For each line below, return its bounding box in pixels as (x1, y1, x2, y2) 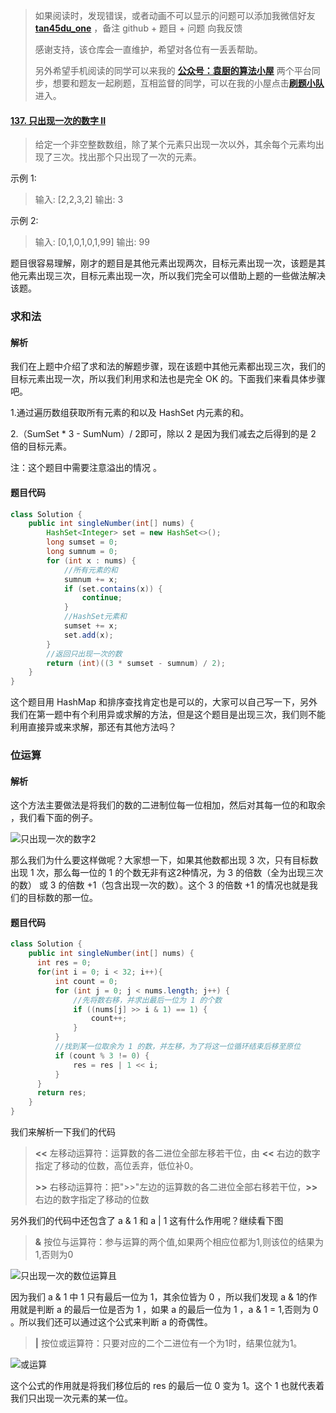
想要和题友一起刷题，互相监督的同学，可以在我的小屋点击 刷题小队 (52, 77, 325, 89)
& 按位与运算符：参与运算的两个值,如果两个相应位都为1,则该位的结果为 (34, 1236, 324, 1248)
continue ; (81, 593, 123, 603)
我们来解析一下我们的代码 (10, 1126, 116, 1138)
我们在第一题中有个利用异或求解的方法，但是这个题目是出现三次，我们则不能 (10, 709, 326, 721)
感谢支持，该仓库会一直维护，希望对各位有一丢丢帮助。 (34, 44, 263, 55)
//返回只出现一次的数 (46, 649, 123, 659)
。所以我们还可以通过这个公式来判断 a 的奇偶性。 (10, 1316, 213, 1328)
